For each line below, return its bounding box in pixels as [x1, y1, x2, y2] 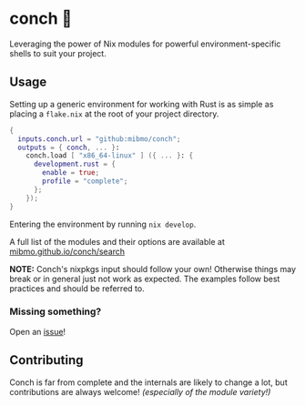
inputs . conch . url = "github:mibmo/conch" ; [17, 134, 181, 144]
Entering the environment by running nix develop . [9, 218, 197, 229]
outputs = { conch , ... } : [17, 143, 120, 152]
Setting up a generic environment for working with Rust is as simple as [9, 98, 274, 109]
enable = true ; [42, 168, 100, 178]
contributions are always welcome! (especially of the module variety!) [9, 386, 271, 397]
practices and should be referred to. [9, 282, 145, 294]
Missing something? [9, 305, 102, 318]
